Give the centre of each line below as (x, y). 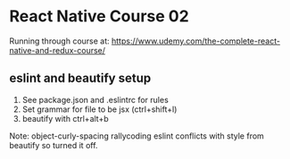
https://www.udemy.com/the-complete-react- (196, 41)
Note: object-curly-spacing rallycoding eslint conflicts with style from (137, 136)
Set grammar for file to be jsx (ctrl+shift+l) (99, 109)
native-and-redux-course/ (57, 50)
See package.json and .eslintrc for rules (95, 99)
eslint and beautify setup (80, 79)
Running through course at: (59, 41)
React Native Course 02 (99, 16)
